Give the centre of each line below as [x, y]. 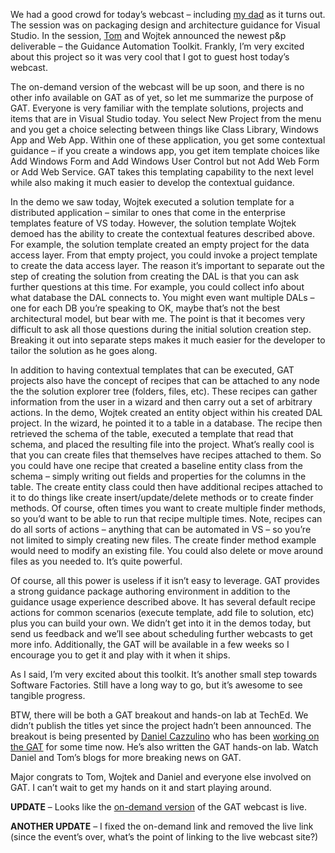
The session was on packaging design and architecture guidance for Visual [165, 25]
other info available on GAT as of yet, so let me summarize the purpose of [162, 97]
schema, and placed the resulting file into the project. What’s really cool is [162, 444]
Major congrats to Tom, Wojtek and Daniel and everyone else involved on [161, 777]
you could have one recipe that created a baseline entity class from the [156, 465]
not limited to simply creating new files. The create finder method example [163, 540]
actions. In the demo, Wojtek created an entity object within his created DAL [166, 412]
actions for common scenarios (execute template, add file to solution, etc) [162, 612]
